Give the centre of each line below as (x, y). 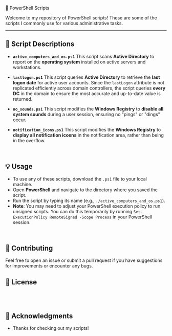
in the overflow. (29, 140)
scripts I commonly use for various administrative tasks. (64, 23)
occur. (19, 120)
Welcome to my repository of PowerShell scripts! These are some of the (81, 18)
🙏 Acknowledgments (39, 316)
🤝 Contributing (29, 248)
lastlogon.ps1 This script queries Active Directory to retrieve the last (86, 77)
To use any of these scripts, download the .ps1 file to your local (80, 178)
